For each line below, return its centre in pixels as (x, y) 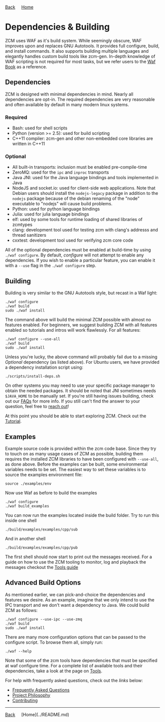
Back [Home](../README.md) (37, 714)
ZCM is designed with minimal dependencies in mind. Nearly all (69, 94)
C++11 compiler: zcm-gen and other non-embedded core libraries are (82, 139)
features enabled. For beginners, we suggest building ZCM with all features (81, 325)
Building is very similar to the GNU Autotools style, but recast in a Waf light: (81, 293)
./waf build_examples (27, 506)
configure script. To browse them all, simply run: (54, 642)
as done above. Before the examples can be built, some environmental (76, 464)
